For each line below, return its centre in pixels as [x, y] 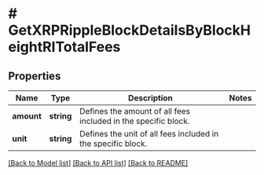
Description [150, 98]
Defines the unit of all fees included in [149, 134]
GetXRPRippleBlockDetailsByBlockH [130, 30]
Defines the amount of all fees [135, 111]
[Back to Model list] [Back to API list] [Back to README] [98, 163]
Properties [35, 76]
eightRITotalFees [64, 47]
